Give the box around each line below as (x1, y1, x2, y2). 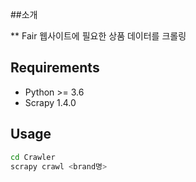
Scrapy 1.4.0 (24, 96, 77, 108)
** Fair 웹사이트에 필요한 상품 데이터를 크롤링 (10, 30, 187, 42)
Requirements (10, 59, 100, 77)
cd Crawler (10, 152, 56, 162)
